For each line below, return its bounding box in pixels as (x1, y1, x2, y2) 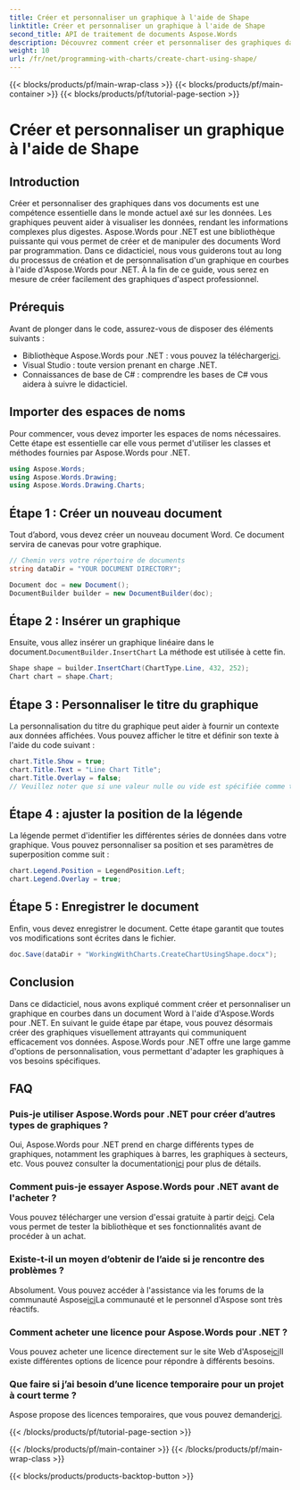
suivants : (9, 332, 45, 344)
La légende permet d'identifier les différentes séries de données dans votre (9, 830, 287, 841)
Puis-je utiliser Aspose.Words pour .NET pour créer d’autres (9, 1108, 276, 1120)
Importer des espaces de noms (9, 404, 186, 420)
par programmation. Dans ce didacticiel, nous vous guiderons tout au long (9, 246, 282, 255)
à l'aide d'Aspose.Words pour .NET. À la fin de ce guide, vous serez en (9, 264, 270, 275)
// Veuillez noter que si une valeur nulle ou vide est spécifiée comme (9, 782, 286, 791)
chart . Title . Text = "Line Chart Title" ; (9, 765, 162, 774)
